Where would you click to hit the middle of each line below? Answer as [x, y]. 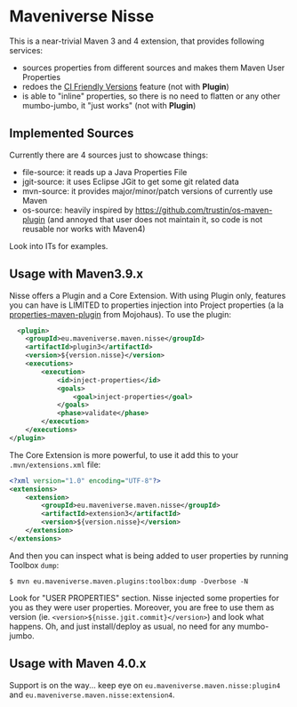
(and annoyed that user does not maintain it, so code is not [155, 219]
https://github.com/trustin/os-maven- [204, 210]
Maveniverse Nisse [82, 16]
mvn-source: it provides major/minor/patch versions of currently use [147, 191]
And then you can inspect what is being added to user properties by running [149, 555]
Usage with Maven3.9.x [76, 274]
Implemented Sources [72, 134]
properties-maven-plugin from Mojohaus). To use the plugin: [120, 314]
